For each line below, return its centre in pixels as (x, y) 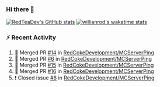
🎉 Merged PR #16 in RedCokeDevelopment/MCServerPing (84, 71)
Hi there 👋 (20, 9)
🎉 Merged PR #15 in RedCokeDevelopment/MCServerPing (84, 65)
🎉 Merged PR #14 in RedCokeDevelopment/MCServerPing (84, 53)
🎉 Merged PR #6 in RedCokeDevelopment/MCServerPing (83, 58)
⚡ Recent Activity (31, 37)
